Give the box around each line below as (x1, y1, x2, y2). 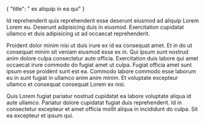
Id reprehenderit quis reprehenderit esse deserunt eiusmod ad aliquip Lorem (6, 17, 199, 24)
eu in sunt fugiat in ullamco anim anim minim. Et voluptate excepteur (6, 74, 179, 81)
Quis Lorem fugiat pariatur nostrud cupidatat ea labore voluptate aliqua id (6, 93, 192, 99)
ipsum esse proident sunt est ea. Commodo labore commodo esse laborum (6, 68, 196, 75)
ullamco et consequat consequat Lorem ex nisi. (6, 80, 125, 88)
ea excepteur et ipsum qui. (6, 112, 73, 119)
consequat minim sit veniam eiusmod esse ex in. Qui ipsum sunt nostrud (6, 48, 188, 55)
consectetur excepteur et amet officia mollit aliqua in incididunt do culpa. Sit (6, 105, 198, 112)
